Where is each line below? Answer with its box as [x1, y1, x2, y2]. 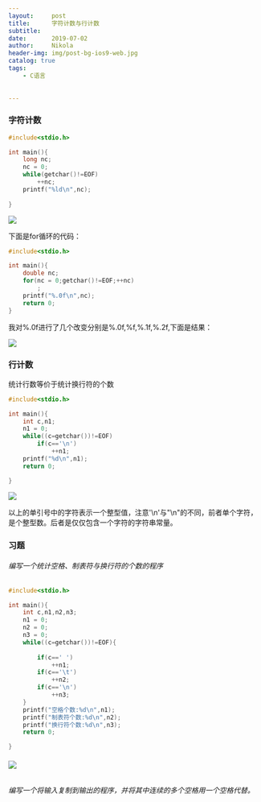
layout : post [8, 11, 67, 20]
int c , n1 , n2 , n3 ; [22, 609, 78, 617]
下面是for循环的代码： [8, 231, 82, 241]
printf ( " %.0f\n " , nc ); [22, 291, 95, 300]
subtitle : [8, 27, 42, 35]
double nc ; [22, 269, 59, 278]
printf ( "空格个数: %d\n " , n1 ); [22, 705, 116, 713]
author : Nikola [8, 42, 74, 50]
